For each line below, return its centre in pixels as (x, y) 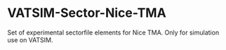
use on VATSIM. (31, 39)
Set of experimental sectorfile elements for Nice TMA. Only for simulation (113, 32)
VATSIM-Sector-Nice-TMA (87, 13)
